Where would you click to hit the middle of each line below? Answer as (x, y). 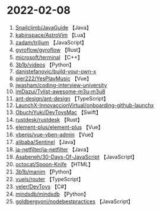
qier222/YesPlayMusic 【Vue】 (54, 78)
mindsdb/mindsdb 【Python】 (52, 194)
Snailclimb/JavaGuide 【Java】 (53, 27)
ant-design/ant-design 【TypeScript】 (62, 98)
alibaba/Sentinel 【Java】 (47, 142)
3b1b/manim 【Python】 (45, 171)
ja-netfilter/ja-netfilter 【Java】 (53, 149)
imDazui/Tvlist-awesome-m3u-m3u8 (60, 91)
